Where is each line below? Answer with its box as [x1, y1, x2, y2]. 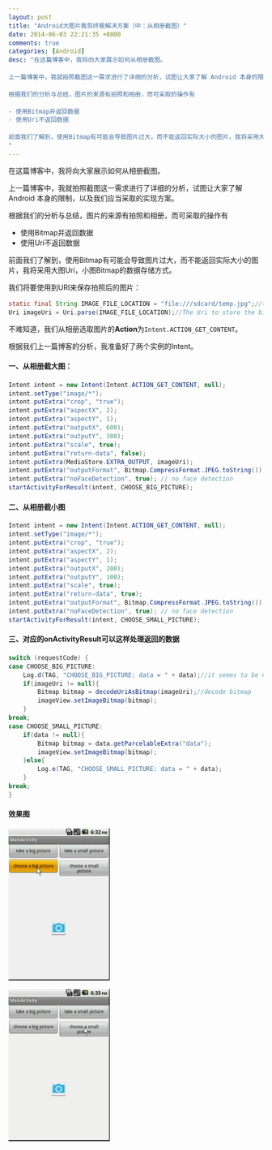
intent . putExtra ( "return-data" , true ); [8, 590, 143, 598]
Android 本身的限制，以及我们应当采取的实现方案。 [8, 193, 179, 203]
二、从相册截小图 [8, 502, 66, 511]
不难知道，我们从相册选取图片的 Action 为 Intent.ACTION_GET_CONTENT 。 [8, 324, 243, 334]
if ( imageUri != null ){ [23, 679, 100, 687]
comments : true [8, 39, 60, 47]
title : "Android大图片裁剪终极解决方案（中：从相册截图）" [8, 21, 188, 30]
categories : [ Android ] [8, 47, 85, 56]
